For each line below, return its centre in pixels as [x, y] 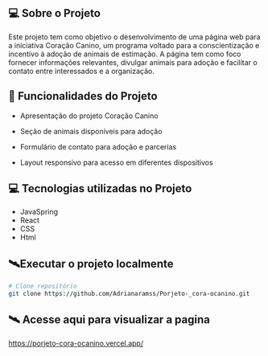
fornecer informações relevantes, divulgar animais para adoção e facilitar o [133, 62]
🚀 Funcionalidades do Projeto [83, 96]
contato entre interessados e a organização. [81, 71]
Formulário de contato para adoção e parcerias [98, 146]
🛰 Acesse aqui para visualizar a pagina [109, 320]
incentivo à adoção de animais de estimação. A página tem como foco [125, 54]
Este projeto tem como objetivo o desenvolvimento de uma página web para [134, 37]
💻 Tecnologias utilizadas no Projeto [100, 188]
